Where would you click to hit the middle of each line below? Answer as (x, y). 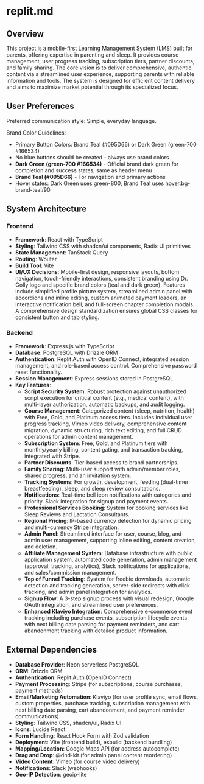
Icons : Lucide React (40, 729)
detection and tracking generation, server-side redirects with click (107, 585)
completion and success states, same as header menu (83, 170)
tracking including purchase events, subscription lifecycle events (106, 618)
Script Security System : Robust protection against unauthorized (105, 391)
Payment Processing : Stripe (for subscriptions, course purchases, (99, 684)
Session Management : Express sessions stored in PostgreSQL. (95, 378)
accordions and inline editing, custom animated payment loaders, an (101, 298)
